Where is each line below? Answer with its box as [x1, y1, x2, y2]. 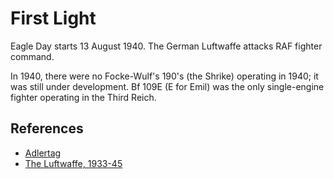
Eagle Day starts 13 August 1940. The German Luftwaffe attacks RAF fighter [10, 40, 323, 52]
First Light [10, 7, 97, 30]
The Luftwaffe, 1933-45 [24, 157, 123, 169]
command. [10, 50, 55, 62]
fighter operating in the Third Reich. [10, 91, 157, 103]
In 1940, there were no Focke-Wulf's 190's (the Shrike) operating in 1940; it [10, 70, 319, 82]
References [10, 120, 84, 137]
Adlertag [24, 147, 62, 159]
